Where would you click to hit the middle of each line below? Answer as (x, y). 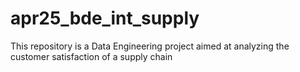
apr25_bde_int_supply (105, 18)
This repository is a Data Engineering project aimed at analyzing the (150, 46)
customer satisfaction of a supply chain (91, 56)
